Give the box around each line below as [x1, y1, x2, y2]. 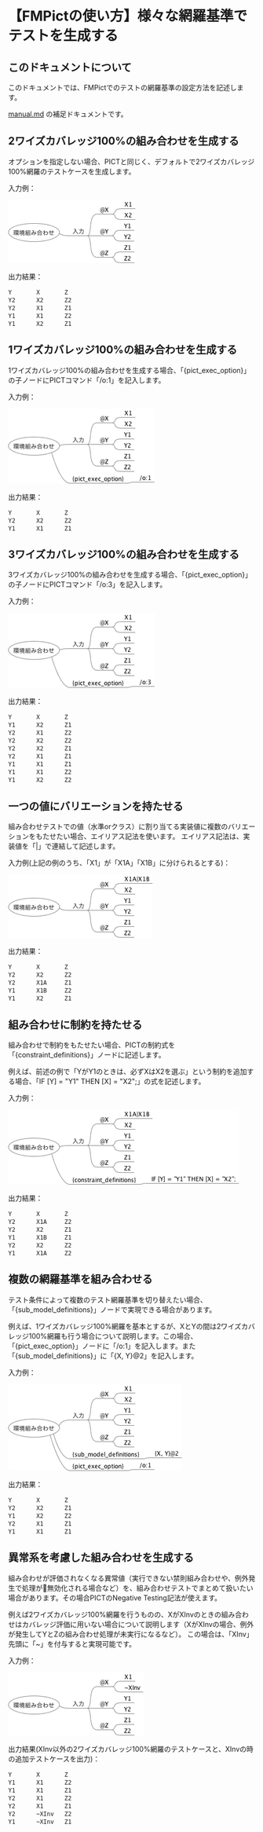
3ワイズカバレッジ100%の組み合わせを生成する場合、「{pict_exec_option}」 [8, 570, 253, 580]
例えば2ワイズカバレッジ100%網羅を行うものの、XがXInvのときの [8, 1610, 222, 1619]
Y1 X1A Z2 [8, 1250, 72, 1258]
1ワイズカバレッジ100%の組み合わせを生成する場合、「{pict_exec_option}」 [8, 365, 251, 375]
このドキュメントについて [8, 60, 132, 74]
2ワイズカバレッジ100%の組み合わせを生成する [8, 134, 239, 148]
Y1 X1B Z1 [8, 1234, 72, 1242]
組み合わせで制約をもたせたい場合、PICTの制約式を [8, 1040, 175, 1050]
